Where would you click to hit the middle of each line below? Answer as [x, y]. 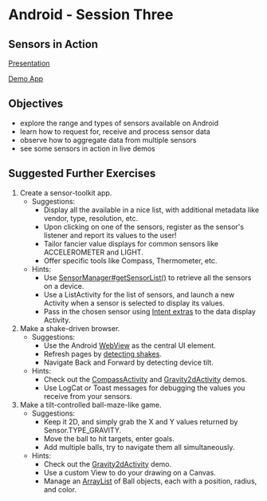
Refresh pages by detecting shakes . [102, 353]
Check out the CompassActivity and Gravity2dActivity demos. [145, 379]
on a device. [64, 286]
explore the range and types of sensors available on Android [119, 123]
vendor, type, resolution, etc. [91, 218]
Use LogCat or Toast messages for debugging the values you [144, 388]
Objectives [36, 104]
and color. [60, 489]
